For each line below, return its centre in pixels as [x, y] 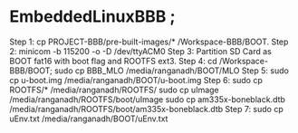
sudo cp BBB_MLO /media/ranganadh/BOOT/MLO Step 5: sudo [172, 71]
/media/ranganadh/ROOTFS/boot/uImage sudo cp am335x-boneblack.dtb [147, 99]
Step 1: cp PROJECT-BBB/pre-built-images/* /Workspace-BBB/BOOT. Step [149, 42]
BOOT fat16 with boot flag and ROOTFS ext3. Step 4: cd [113, 61]
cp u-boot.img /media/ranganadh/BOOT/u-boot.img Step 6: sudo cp [136, 80]
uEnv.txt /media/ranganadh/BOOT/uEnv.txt [89, 119]
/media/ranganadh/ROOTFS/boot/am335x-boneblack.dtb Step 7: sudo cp [146, 109]
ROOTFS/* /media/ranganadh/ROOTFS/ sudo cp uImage [114, 90]
